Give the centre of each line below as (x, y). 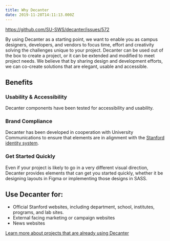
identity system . (22, 143)
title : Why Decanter (27, 10)
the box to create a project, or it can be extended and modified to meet (80, 55)
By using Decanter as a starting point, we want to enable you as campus (81, 39)
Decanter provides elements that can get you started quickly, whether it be (84, 173)
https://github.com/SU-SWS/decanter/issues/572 (57, 29)
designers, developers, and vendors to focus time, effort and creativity (80, 44)
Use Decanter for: (34, 195)
